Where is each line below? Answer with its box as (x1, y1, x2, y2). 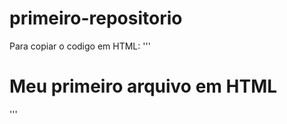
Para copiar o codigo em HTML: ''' (9, 40, 151, 52)
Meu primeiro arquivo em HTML (9, 75, 278, 98)
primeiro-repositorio (9, 7, 183, 30)
